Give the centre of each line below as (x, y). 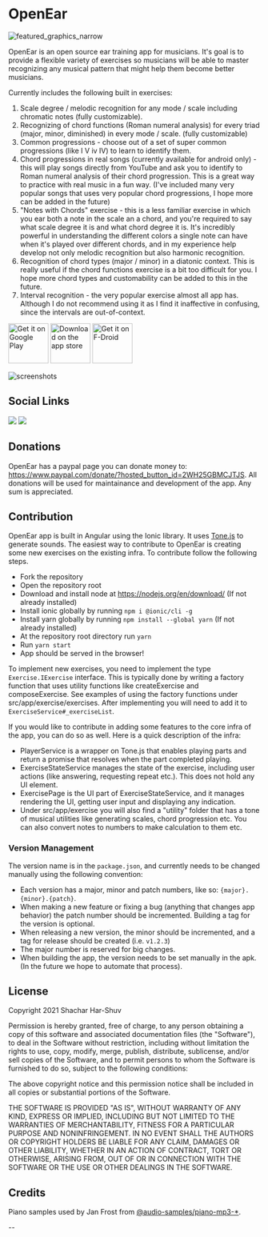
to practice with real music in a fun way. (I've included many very (127, 184)
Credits (27, 1193)
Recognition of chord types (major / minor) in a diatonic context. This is (137, 261)
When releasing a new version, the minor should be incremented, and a (137, 932)
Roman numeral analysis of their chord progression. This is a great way (137, 176)
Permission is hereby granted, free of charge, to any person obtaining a (126, 1026)
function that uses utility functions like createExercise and (104, 686)
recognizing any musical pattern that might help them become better (122, 68)
